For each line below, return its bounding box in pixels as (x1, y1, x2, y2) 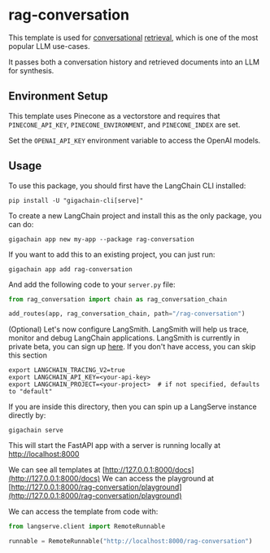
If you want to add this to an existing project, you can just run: (8, 249, 216, 259)
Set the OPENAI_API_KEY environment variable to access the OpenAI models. (8, 135, 261, 145)
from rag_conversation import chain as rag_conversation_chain (8, 295, 228, 303)
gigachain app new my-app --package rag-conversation (8, 235, 195, 244)
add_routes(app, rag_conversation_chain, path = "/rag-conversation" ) (8, 309, 246, 318)
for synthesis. (8, 65, 54, 75)
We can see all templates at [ (8, 465, 106, 475)
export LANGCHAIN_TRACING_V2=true (8, 366, 126, 375)
